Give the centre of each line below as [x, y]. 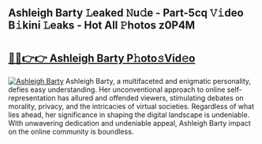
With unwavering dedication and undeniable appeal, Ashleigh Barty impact [129, 123]
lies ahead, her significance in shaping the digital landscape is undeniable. [129, 115]
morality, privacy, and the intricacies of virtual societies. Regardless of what [131, 106]
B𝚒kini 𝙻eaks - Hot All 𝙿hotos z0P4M [102, 26]
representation [32, 98]
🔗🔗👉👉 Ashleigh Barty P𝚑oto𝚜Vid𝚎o [102, 58]
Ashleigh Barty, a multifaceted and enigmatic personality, [158, 81]
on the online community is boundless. [71, 131]
